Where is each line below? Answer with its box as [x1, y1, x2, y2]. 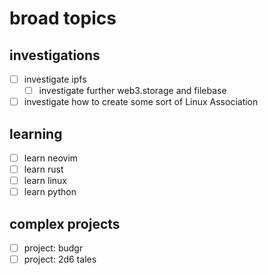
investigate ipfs [23, 73, 87, 85]
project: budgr [23, 242, 84, 254]
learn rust [23, 163, 64, 176]
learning [9, 125, 63, 142]
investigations [9, 47, 101, 64]
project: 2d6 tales [23, 253, 97, 266]
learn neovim [23, 152, 79, 164]
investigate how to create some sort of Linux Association [23, 96, 259, 108]
